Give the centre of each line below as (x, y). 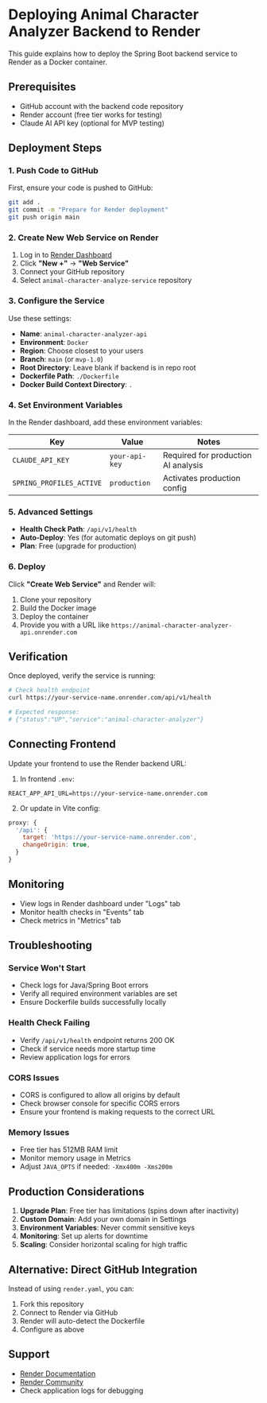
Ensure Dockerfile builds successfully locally (93, 1002)
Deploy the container (54, 616)
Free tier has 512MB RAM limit (69, 1149)
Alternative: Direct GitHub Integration (103, 1269)
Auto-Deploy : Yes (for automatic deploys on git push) (108, 537)
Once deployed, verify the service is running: (82, 676)
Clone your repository (55, 599)
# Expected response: (44, 712)
